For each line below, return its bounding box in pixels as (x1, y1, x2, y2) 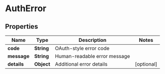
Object (34, 61, 51, 67)
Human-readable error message (55, 53, 130, 59)
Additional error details (55, 61, 108, 67)
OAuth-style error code (55, 45, 110, 52)
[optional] (135, 61, 158, 67)
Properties (5, 22, 38, 31)
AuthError (5, 3, 47, 14)
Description (78, 37, 107, 43)
